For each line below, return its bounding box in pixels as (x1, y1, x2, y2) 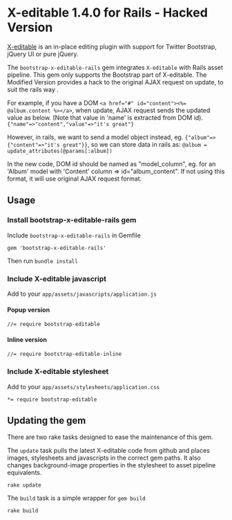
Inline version (7, 335, 47, 343)
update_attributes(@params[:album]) (7, 147, 113, 154)
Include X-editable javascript (7, 274, 107, 283)
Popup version (7, 305, 50, 314)
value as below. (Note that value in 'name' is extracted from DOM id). (7, 113, 204, 122)
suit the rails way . (7, 85, 59, 93)
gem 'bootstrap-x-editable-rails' (7, 244, 107, 251)
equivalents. (7, 469, 42, 477)
